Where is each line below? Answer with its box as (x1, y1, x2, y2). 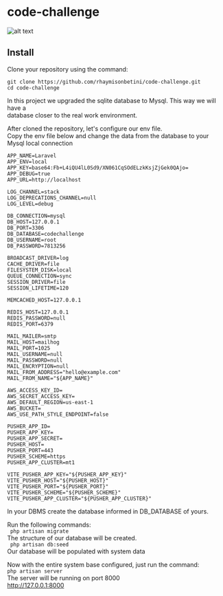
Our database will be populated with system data (7, 547, 145, 555)
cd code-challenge (7, 84, 60, 91)
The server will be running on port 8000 (7, 573, 120, 582)
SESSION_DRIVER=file (7, 278, 67, 285)
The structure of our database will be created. (7, 533, 137, 542)
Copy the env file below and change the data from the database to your (7, 131, 209, 140)
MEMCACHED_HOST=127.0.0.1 (7, 296, 81, 303)
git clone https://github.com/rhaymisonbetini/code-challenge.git (7, 78, 201, 85)
